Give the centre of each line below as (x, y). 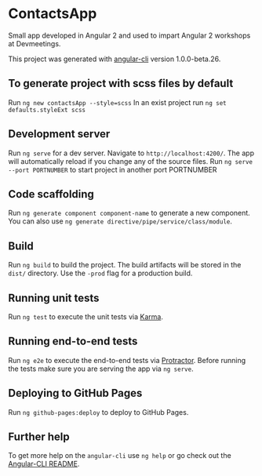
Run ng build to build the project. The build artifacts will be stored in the (125, 265)
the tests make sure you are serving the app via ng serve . (101, 369)
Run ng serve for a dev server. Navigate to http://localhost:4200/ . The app (131, 153)
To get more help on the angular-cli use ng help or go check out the (120, 456)
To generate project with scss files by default (121, 84)
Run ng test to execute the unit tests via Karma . (86, 317)
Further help (39, 437)
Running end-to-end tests (73, 342)
